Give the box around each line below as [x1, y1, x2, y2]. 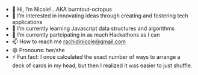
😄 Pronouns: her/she [11, 47, 65, 53]
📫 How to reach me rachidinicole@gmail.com [11, 38, 126, 45]
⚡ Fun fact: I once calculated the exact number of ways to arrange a [11, 53, 181, 60]
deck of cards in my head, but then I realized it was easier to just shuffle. [11, 62, 193, 69]
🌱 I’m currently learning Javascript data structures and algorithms [11, 25, 175, 32]
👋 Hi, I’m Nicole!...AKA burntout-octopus [11, 6, 113, 13]
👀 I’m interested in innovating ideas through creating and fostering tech [11, 12, 188, 19]
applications [11, 19, 43, 25]
